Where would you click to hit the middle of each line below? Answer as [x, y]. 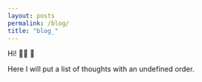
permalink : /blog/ [38, 23]
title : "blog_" [33, 31]
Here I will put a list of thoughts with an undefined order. [101, 69]
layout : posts [32, 16]
